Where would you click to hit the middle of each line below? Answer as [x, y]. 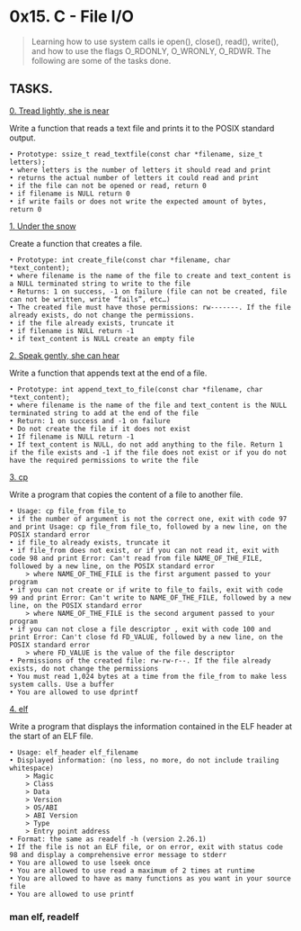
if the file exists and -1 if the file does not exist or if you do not [148, 452]
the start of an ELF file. [52, 736]
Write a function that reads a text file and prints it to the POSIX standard [142, 128]
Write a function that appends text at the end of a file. [108, 373]
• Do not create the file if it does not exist [100, 429]
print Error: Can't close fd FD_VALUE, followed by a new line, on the [146, 637]
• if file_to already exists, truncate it [90, 542]
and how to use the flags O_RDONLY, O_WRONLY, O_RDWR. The [151, 50]
